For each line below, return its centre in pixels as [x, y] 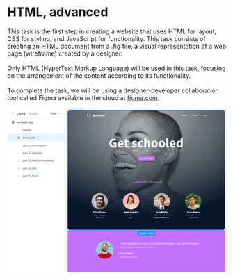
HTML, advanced [58, 12]
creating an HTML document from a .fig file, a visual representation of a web [117, 46]
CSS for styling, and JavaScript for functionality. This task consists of [107, 38]
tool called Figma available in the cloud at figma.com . [83, 97]
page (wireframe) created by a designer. [65, 53]
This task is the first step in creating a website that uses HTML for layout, [112, 31]
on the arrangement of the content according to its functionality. [99, 75]
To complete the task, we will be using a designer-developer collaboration [113, 90]
